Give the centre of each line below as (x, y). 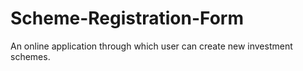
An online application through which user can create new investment (151, 46)
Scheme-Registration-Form (127, 18)
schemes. (30, 56)
